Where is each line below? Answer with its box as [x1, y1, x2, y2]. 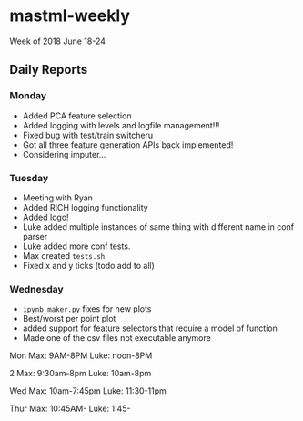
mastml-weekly [9, 5, 130, 26]
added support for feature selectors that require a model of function [22, 323, 278, 334]
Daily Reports [9, 62, 88, 77]
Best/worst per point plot [22, 313, 116, 324]
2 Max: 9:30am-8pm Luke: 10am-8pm [9, 368, 152, 379]
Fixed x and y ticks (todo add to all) [22, 260, 155, 271]
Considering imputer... [22, 149, 106, 159]
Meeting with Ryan [22, 192, 94, 203]
